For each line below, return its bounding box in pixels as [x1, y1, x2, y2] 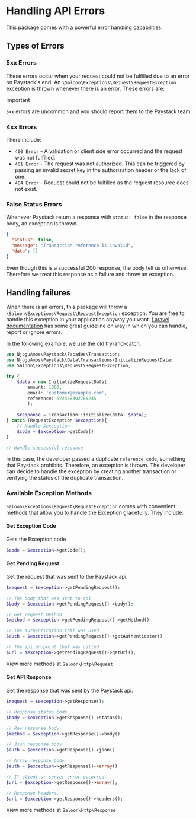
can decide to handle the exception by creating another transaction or [6, 468, 176, 475]
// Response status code [6, 709, 68, 715]
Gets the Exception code [6, 536, 66, 543]
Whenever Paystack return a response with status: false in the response [6, 213, 187, 221]
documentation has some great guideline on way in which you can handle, [6, 322, 188, 330]
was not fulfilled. [14, 154, 56, 161]
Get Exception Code [6, 522, 56, 530]
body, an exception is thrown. [6, 220, 78, 227]
